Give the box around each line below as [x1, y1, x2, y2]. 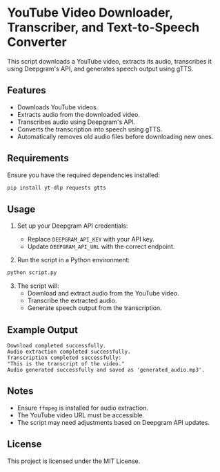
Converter [7, 35, 67, 50]
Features [7, 84, 46, 96]
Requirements [7, 152, 69, 164]
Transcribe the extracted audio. [27, 296, 117, 305]
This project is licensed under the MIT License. [7, 457, 141, 465]
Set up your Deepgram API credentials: [17, 221, 128, 230]
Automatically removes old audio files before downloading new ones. [17, 132, 214, 140]
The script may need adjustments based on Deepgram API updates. [17, 418, 210, 426]
